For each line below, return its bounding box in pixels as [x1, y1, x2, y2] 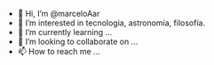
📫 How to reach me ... [17, 47, 100, 56]
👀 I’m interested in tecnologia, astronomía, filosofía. [17, 18, 206, 28]
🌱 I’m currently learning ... [17, 27, 113, 37]
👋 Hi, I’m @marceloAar [17, 9, 100, 18]
